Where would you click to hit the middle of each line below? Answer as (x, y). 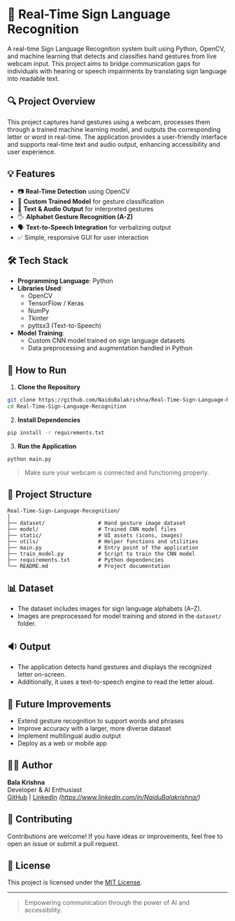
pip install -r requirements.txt (56, 432)
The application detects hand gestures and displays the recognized (114, 667)
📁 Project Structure (50, 495)
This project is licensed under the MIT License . (75, 882)
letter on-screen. (42, 675)
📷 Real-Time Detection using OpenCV (74, 191)
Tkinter (38, 318)
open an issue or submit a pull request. (63, 843)
